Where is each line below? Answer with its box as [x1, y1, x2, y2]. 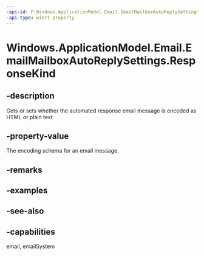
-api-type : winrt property [6, 15, 75, 21]
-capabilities [6, 226, 56, 237]
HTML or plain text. [6, 113, 55, 120]
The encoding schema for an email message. [6, 147, 120, 154]
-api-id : [6, 9, 29, 15]
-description [6, 91, 55, 101]
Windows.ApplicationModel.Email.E [6, 41, 192, 55]
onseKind [6, 66, 56, 80]
